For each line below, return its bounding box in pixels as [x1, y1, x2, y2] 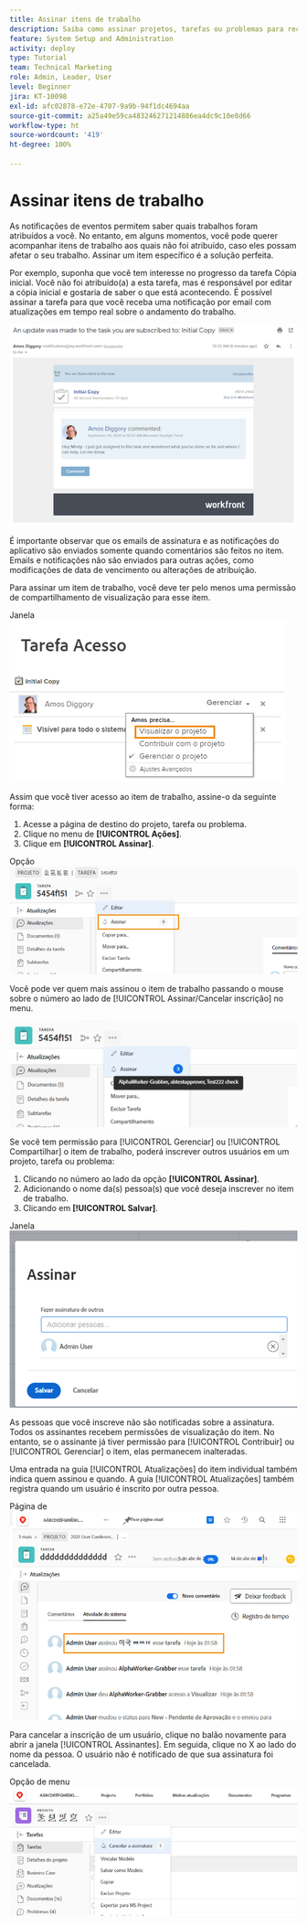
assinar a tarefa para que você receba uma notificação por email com [9, 296, 271, 307]
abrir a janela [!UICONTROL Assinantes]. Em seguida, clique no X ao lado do [9, 1739, 297, 1750]
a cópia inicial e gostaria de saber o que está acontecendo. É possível [9, 286, 272, 297]
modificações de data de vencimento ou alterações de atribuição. [9, 565, 258, 576]
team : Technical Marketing [9, 63, 112, 72]
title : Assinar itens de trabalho [9, 15, 142, 24]
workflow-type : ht [9, 121, 79, 130]
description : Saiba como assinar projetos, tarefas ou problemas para [9, 24, 284, 34]
